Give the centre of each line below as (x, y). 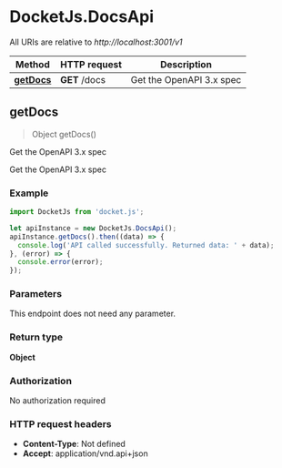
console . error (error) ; (60, 262)
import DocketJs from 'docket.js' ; (77, 212)
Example (29, 193)
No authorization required (58, 401)
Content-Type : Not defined (74, 444)
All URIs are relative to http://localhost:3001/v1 (96, 42)
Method (32, 64)
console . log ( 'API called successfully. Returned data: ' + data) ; (146, 245)
